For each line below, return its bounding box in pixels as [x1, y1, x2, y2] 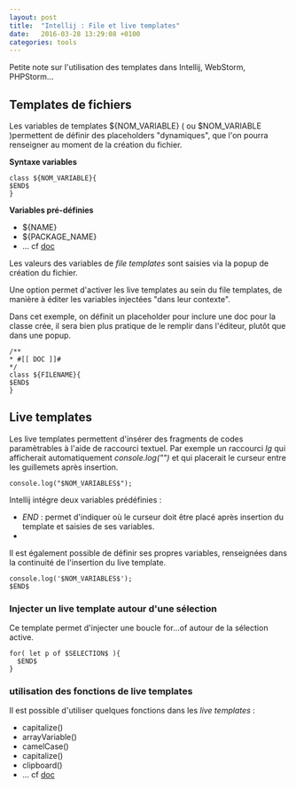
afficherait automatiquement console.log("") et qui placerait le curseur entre [9, 452, 286, 463]
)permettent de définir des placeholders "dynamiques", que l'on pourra [9, 130, 269, 141]
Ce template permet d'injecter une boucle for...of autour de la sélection [9, 622, 269, 634]
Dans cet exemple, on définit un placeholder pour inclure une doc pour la [9, 311, 277, 322]
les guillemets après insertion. [9, 462, 119, 472]
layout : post [9, 12, 58, 22]
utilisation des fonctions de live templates [9, 685, 193, 698]
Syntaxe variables [9, 157, 78, 168]
